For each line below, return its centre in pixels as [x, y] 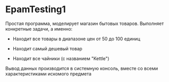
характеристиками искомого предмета [48, 74]
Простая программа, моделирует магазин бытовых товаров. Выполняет [84, 23]
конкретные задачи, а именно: [39, 29]
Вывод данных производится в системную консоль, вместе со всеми [82, 68]
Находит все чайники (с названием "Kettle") [61, 58]
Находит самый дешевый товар [48, 48]
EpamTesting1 [36, 9]
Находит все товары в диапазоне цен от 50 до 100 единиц [77, 39]
